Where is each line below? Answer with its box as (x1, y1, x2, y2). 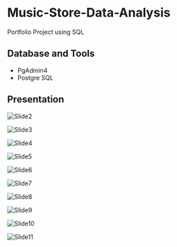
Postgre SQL (17, 73, 54, 82)
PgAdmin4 (17, 66, 48, 74)
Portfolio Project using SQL (7, 28, 85, 36)
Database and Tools (7, 48, 95, 60)
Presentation (7, 93, 65, 105)
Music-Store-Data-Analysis (7, 5, 171, 21)
